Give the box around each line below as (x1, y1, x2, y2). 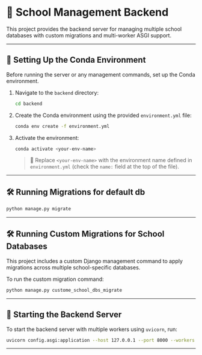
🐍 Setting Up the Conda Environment (6, 55, 146, 65)
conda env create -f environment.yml (14, 123, 110, 129)
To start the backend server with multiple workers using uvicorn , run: (6, 325, 177, 333)
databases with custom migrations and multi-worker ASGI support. (6, 31, 172, 39)
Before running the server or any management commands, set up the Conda (6, 71, 195, 78)
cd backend (14, 101, 43, 107)
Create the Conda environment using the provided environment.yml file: (14, 112, 192, 119)
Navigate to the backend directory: (14, 89, 99, 96)
